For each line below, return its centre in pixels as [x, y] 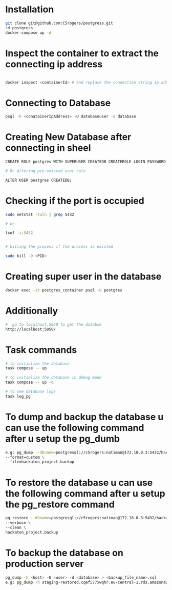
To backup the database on [64, 553]
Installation [30, 9]
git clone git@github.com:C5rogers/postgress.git [59, 23]
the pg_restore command [60, 504]
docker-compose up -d [28, 33]
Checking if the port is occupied [75, 201]
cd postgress [19, 28]
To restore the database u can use [79, 483]
